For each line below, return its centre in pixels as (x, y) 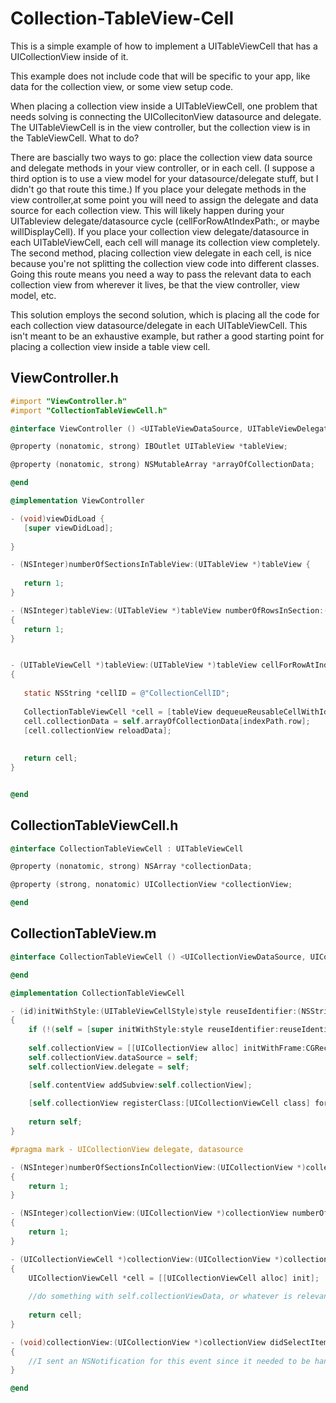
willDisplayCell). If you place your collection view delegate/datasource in (160, 231)
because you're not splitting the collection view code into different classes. (165, 263)
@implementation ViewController (77, 501)
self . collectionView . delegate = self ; (109, 1067)
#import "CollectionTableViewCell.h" (89, 410)
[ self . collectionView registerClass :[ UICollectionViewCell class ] (169, 1103)
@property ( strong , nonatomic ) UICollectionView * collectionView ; (151, 885)
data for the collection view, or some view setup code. (122, 86)
